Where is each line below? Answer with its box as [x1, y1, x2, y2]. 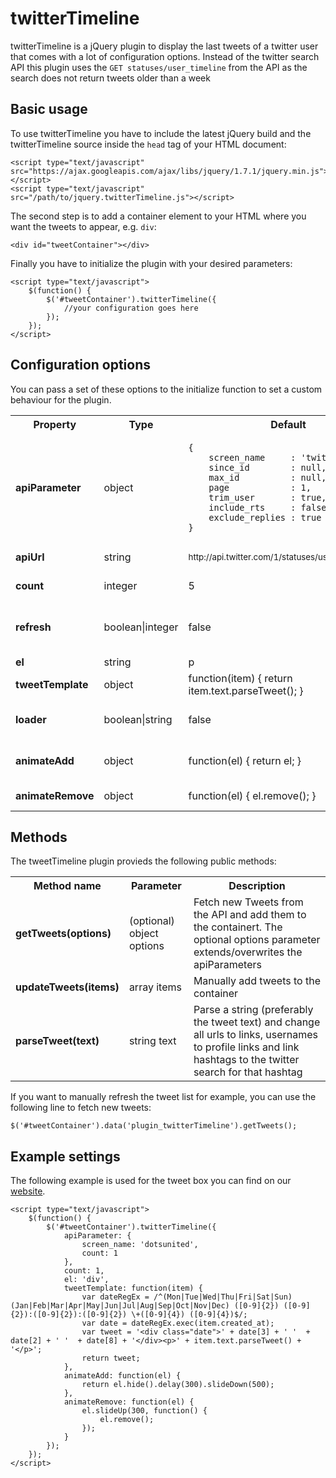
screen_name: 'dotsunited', [81, 1240, 199, 1250]
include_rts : [208, 502, 297, 513]
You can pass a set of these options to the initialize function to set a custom [10, 383, 323, 395]
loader [15, 712, 47, 726]
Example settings [10, 1148, 121, 1165]
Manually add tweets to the [193, 974, 321, 988]
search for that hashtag [193, 1065, 303, 1079]
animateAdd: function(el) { [63, 1371, 182, 1381]
